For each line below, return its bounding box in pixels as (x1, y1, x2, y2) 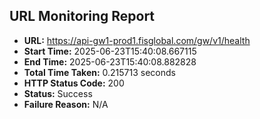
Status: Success (23, 87, 93, 99)
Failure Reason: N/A (23, 98, 109, 110)
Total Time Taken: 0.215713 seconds (23, 66, 176, 78)
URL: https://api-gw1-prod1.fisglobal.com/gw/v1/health (23, 34, 251, 46)
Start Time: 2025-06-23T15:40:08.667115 (23, 45, 197, 57)
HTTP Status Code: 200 (23, 77, 125, 89)
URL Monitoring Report (9, 8, 156, 25)
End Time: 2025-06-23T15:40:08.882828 (23, 55, 197, 68)
